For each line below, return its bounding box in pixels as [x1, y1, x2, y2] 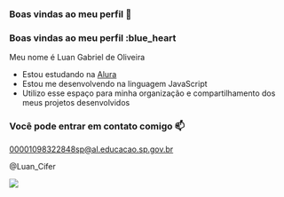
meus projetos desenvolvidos [21, 98, 130, 108]
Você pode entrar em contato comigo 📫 [9, 120, 185, 132]
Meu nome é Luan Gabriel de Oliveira [9, 52, 146, 63]
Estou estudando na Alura [21, 69, 117, 80]
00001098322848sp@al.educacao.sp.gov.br [9, 144, 174, 154]
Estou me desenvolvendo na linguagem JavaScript [21, 79, 208, 90]
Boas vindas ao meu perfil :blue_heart [9, 31, 177, 43]
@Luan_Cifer [9, 161, 56, 171]
